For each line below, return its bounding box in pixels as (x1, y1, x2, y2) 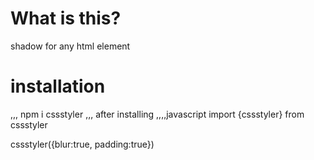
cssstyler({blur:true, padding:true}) (10, 138, 155, 150)
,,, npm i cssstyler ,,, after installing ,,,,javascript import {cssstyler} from (10, 108, 305, 120)
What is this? (10, 7, 122, 30)
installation (10, 75, 106, 98)
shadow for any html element (10, 40, 131, 52)
